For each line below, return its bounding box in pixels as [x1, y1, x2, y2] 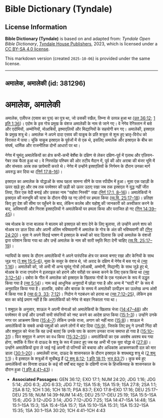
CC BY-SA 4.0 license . [5, 46, 50, 52]
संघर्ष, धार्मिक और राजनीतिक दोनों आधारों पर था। [5, 143, 81, 149]
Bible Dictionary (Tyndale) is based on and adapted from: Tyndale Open [5, 36, 150, 41]
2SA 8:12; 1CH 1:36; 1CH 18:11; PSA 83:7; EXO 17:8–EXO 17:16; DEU [12, 387, 144, 393]
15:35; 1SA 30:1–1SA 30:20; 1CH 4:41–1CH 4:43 [12, 408, 106, 414]
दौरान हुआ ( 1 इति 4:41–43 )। [5, 367, 53, 373]
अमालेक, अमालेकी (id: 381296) [5, 79, 86, 88]
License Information [5, 23, 67, 31]
